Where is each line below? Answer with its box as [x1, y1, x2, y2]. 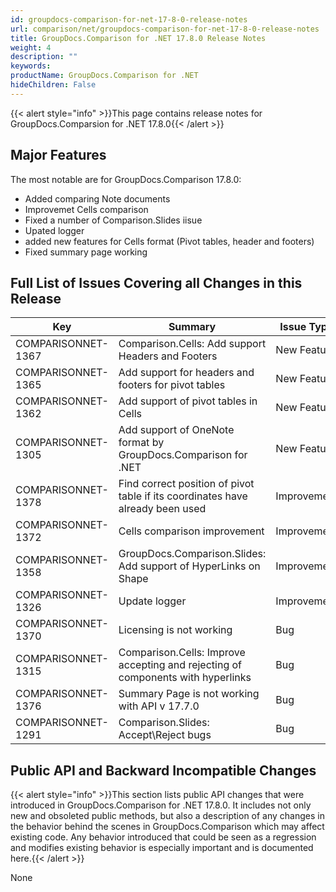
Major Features [10, 147, 107, 164]
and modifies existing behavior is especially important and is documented [10, 842, 314, 854]
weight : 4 [10, 42, 52, 53]
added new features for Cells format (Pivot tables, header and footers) [24, 235, 315, 247]
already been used [118, 502, 207, 516]
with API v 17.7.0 [118, 699, 200, 713]
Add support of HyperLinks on [118, 559, 261, 573]
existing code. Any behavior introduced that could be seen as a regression [10, 831, 317, 843]
